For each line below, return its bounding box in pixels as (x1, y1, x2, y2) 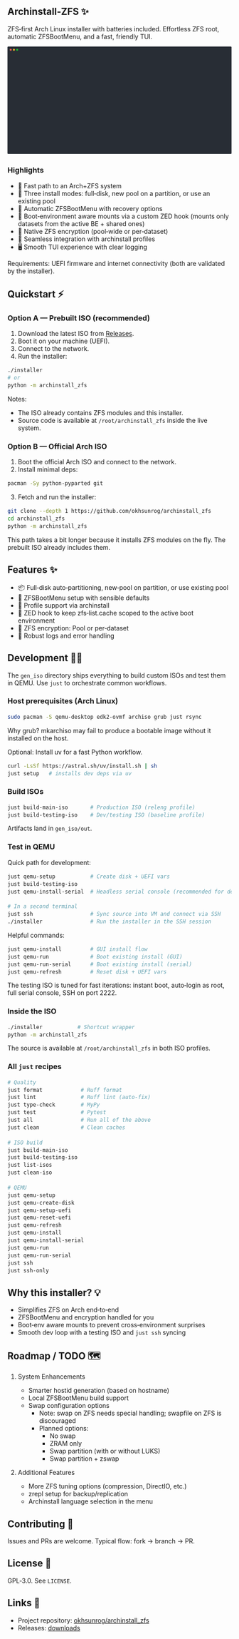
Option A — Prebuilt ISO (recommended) (7, 313, 151, 323)
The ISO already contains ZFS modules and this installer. (17, 409, 184, 417)
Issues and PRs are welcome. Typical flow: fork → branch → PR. (7, 1536, 196, 1545)
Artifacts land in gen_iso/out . (7, 824, 92, 833)
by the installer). (7, 267, 55, 275)
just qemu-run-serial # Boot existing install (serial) (7, 961, 193, 968)
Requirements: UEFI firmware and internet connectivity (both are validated (7, 259, 225, 267)
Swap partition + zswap (49, 1454, 119, 1463)
